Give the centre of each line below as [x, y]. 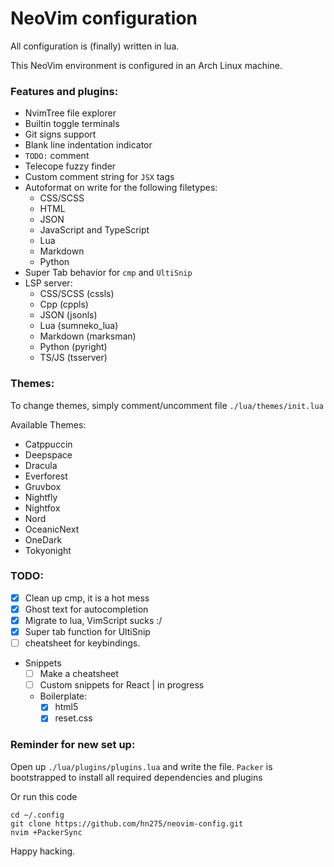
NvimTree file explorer [70, 113]
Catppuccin [48, 444]
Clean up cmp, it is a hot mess [87, 598]
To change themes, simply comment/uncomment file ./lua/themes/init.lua [167, 405]
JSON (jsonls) [68, 315]
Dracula [41, 465]
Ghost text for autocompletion [86, 609]
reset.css [73, 718]
